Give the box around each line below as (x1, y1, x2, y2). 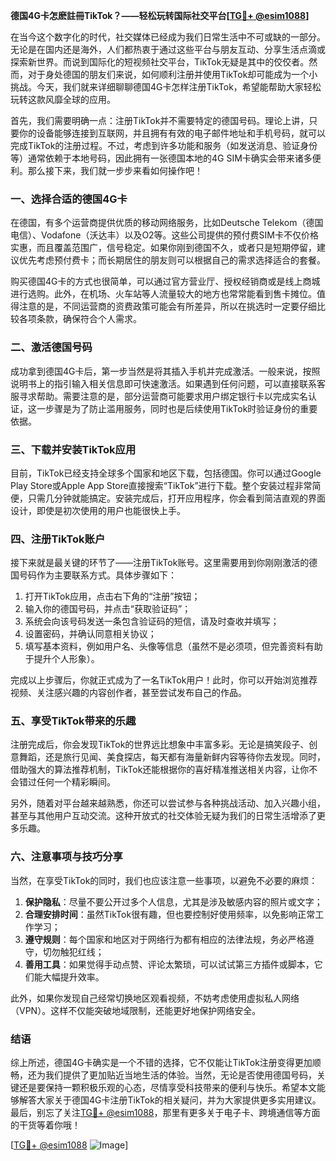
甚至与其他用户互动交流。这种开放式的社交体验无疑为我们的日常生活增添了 (10, 810, 317, 822)
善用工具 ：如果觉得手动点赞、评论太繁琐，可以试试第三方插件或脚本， (24, 958, 315, 970)
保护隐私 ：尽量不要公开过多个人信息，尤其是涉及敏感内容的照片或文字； (24, 895, 323, 908)
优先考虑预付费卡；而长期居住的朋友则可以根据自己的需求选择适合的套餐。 (18, 254, 326, 266)
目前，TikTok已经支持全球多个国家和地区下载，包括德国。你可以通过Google (10, 467, 322, 479)
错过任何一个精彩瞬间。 (18, 776, 116, 788)
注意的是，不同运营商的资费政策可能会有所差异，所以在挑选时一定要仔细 (18, 300, 317, 313)
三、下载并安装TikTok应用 (10, 442, 137, 456)
